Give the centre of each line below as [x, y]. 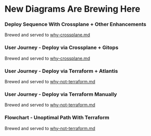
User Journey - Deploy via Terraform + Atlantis [61, 71]
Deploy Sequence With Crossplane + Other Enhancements [75, 24]
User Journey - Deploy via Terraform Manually [61, 94]
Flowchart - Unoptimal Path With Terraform [57, 117]
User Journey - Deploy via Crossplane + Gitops [62, 47]
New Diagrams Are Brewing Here [72, 9]
